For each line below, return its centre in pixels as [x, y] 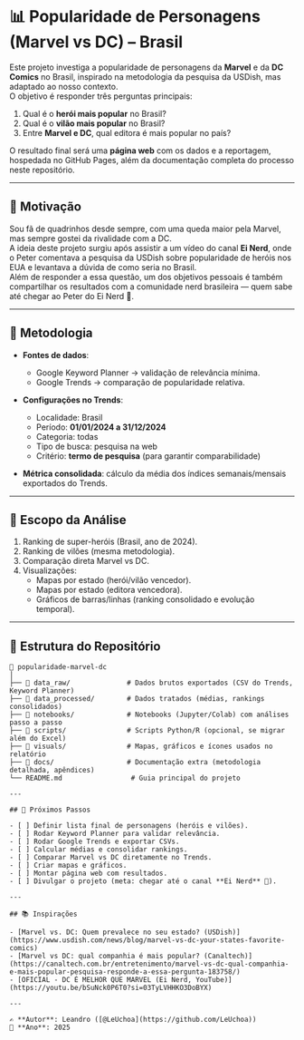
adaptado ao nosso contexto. [64, 86]
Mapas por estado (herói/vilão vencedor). [114, 580]
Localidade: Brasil [69, 417]
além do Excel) [38, 739]
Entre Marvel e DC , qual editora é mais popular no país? [127, 132]
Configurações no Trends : [73, 400]
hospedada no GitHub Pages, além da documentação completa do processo [152, 160]
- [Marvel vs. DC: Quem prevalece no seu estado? [105, 933]
